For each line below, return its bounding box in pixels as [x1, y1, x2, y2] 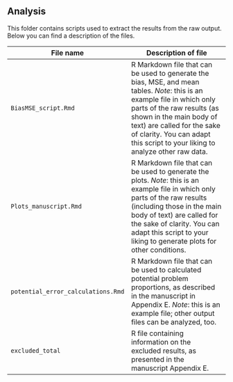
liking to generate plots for [130, 236, 217, 246]
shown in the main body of [130, 111, 218, 121]
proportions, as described [130, 282, 216, 292]
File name [51, 48, 85, 58]
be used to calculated [130, 264, 202, 274]
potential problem [130, 273, 189, 283]
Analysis [7, 6, 46, 17]
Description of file [146, 48, 207, 58]
